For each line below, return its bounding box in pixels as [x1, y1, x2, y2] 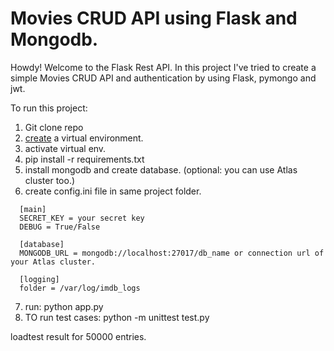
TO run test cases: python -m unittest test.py [24, 311, 210, 323]
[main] [19, 204, 47, 214]
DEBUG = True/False [19, 222, 101, 232]
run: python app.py [24, 300, 104, 312]
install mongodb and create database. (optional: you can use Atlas [24, 163, 298, 176]
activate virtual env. [24, 142, 107, 154]
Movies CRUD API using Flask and [10, 7, 298, 30]
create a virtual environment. [24, 132, 144, 144]
